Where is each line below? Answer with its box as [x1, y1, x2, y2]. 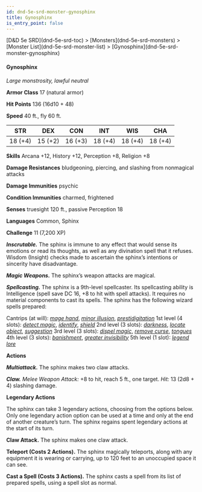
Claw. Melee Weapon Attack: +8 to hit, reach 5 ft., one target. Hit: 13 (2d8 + [6, 375, 195, 382]
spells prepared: [6, 303, 47, 310]
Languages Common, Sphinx [6, 217, 80, 225]
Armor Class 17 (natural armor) [6, 88, 84, 96]
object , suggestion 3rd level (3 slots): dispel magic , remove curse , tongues [6, 327, 192, 335]
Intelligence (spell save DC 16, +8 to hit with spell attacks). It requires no [6, 290, 186, 297]
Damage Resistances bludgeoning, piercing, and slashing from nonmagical [6, 164, 194, 171]
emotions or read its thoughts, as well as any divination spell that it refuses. [6, 247, 194, 254]
